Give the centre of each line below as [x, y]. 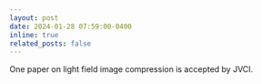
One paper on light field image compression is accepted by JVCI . [131, 69]
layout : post [34, 18]
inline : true [34, 35]
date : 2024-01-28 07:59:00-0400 [71, 26]
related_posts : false [50, 43]
